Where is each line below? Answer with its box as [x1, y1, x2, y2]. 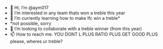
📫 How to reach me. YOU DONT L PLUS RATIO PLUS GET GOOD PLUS [10, 31, 158, 37]
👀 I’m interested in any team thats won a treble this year [10, 10, 125, 16]
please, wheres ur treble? [10, 39, 63, 44]
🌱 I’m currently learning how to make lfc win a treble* [10, 15, 120, 21]
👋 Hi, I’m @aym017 [10, 5, 49, 10]
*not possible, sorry [10, 20, 51, 26]
